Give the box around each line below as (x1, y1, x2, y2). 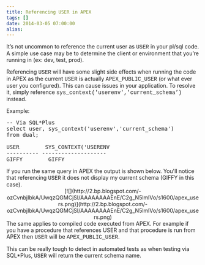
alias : (6, 26, 23, 33)
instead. (6, 96, 27, 103)
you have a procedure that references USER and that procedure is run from (6, 226, 196, 234)
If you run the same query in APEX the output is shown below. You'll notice (6, 167, 195, 175)
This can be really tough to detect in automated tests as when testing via (6, 245, 190, 253)
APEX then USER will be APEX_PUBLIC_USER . (6, 233, 120, 241)
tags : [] (6, 15, 29, 21)
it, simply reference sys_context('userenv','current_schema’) (6, 88, 182, 96)
